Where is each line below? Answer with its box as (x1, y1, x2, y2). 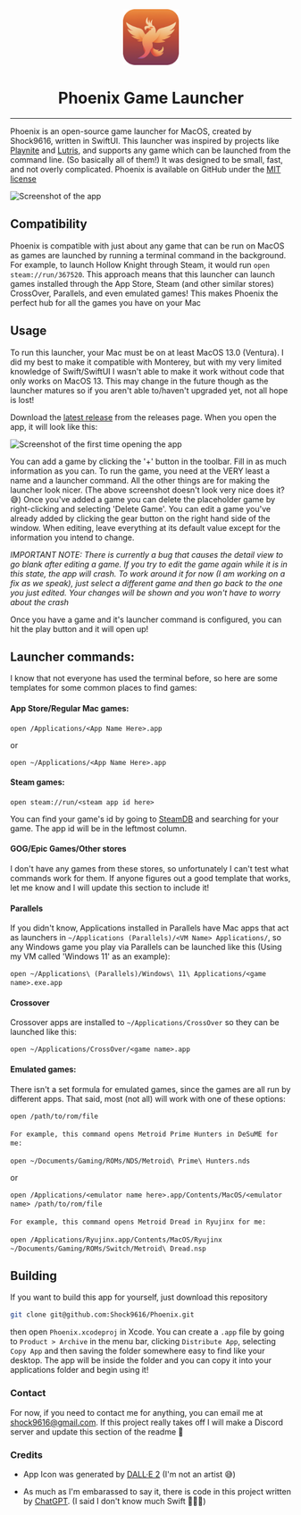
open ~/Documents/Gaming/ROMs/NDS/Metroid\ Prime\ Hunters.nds (10, 1157, 251, 1166)
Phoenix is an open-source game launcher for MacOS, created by (10, 125, 253, 137)
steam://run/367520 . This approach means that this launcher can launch (10, 268, 276, 280)
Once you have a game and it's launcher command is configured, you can (10, 614, 282, 625)
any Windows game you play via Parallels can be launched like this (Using (10, 942, 282, 953)
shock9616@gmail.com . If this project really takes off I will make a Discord (10, 1417, 284, 1427)
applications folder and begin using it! (10, 1365, 149, 1376)
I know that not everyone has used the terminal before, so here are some (10, 673, 278, 684)
